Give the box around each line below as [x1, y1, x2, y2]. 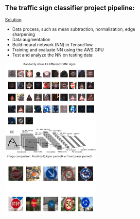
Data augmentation [12, 36, 51, 42]
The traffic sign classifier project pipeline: [5, 4, 135, 12]
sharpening [12, 31, 35, 37]
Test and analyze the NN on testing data [12, 52, 93, 58]
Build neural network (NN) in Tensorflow [12, 41, 93, 48]
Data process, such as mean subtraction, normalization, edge [12, 26, 136, 32]
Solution [5, 17, 22, 22]
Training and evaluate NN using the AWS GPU [12, 47, 104, 52]
